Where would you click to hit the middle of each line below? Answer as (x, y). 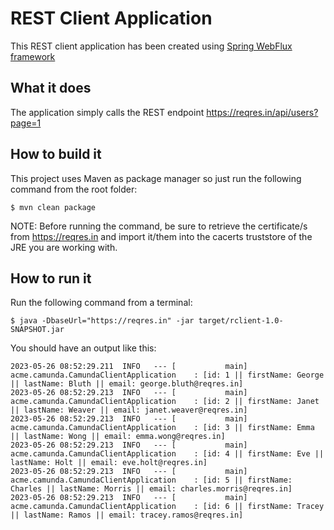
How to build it (56, 154)
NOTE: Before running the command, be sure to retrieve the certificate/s (159, 226)
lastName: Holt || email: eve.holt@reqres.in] (109, 463)
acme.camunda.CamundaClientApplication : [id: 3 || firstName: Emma (162, 428)
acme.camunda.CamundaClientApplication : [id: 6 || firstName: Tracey (167, 507)
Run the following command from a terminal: (101, 303)
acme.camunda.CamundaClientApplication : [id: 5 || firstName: (151, 480)
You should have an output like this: (83, 348)
